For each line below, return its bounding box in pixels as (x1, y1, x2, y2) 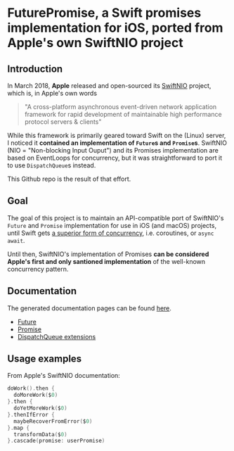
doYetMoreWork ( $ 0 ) (13, 405, 68, 412)
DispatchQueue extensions (17, 332, 96, 341)
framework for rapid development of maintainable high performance (24, 110, 223, 118)
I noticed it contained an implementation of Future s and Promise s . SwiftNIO (7, 139, 227, 147)
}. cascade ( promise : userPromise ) (7, 438, 105, 445)
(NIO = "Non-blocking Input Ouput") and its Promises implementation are (7, 146, 219, 154)
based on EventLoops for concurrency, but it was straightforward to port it (7, 153, 223, 162)
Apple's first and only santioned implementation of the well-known (7, 257, 206, 265)
